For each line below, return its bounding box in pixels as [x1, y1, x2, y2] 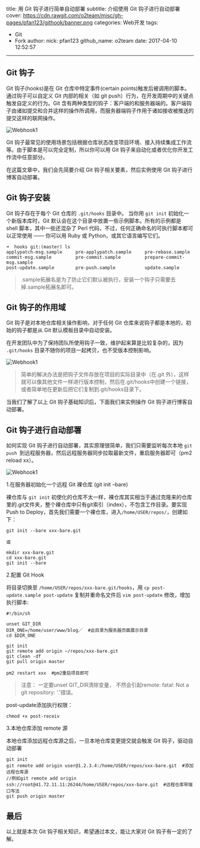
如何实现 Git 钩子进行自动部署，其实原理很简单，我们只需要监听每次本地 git [6, 442, 192, 449]
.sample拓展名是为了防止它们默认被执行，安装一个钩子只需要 [20, 276, 171, 283]
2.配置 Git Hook [6, 571, 45, 578]
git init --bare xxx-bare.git [6, 528, 82, 534]
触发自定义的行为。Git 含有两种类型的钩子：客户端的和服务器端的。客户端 [6, 99, 187, 107]
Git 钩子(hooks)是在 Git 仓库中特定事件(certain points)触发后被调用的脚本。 [6, 85, 190, 92]
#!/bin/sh [6, 611, 31, 617]
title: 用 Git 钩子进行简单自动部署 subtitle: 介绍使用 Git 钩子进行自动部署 [6, 5, 180, 12]
